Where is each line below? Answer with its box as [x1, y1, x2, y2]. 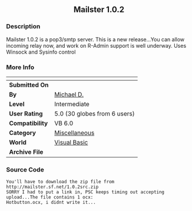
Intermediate [54, 100, 90, 108]
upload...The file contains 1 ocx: [6, 194, 94, 200]
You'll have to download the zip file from [6, 179, 115, 185]
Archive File [9, 147, 44, 156]
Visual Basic [54, 138, 88, 146]
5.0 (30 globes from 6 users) [54, 109, 135, 117]
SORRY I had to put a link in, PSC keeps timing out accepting [6, 189, 165, 195]
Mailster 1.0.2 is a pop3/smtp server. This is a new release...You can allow [6, 35, 185, 43]
